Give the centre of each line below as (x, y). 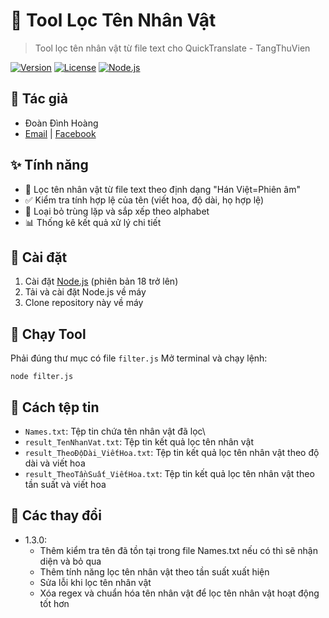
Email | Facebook (60, 133)
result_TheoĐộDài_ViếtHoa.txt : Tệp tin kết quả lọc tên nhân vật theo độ (172, 452)
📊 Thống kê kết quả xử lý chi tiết (93, 222)
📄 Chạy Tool (48, 334)
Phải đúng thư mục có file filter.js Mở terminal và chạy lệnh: (139, 358)
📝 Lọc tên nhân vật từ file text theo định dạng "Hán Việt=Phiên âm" (162, 189)
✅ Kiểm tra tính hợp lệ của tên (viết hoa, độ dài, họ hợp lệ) (144, 200)
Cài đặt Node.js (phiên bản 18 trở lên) (101, 281)
